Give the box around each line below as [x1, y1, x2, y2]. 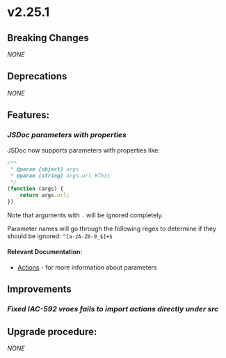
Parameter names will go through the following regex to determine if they [7, 224, 217, 233]
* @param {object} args [10, 166, 79, 173]
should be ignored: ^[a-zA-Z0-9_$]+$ [7, 231, 113, 240]
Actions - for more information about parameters [17, 263, 158, 272]
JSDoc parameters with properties [7, 130, 127, 140]
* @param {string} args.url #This [10, 172, 111, 180]
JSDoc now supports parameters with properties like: [7, 146, 160, 154]
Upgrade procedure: [7, 325, 97, 338]
